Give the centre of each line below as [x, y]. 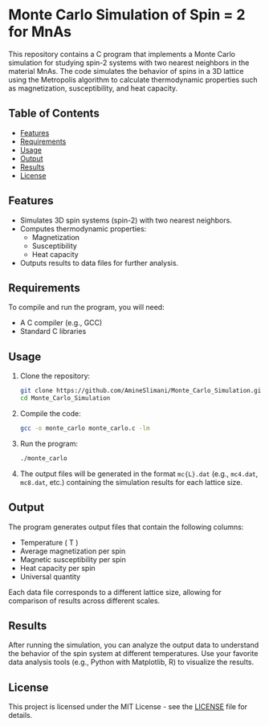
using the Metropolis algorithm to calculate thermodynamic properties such [133, 80]
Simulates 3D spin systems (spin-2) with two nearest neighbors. [126, 220]
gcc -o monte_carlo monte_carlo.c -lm [85, 428]
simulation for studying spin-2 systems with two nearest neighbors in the [129, 63]
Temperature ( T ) [49, 542]
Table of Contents [54, 114]
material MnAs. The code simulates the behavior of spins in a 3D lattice [126, 71]
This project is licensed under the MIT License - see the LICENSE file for [128, 707]
